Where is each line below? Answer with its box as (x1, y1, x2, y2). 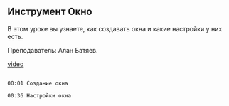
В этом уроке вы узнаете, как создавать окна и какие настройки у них (7, 24, 223, 33)
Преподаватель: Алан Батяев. (7, 46, 98, 54)
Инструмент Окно (7, 6, 92, 18)
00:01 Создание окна (7, 80, 69, 87)
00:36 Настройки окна (7, 92, 72, 99)
